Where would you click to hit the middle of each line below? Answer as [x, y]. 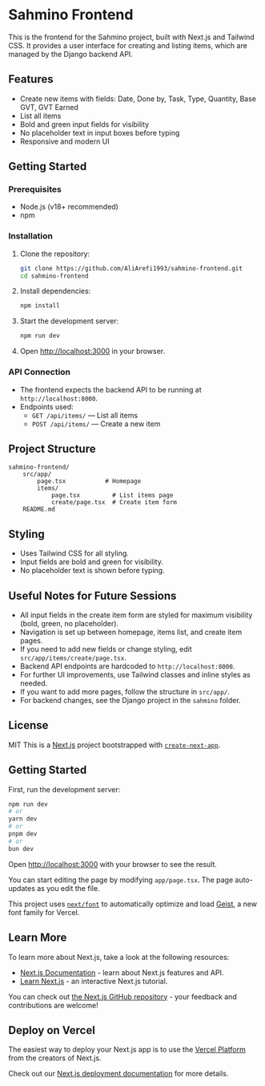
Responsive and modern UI [64, 141]
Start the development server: [69, 321]
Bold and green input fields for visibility [84, 124]
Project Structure [52, 448]
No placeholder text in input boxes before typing [100, 132]
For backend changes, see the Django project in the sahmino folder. [130, 700]
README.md [39, 510]
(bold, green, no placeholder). [69, 623]
